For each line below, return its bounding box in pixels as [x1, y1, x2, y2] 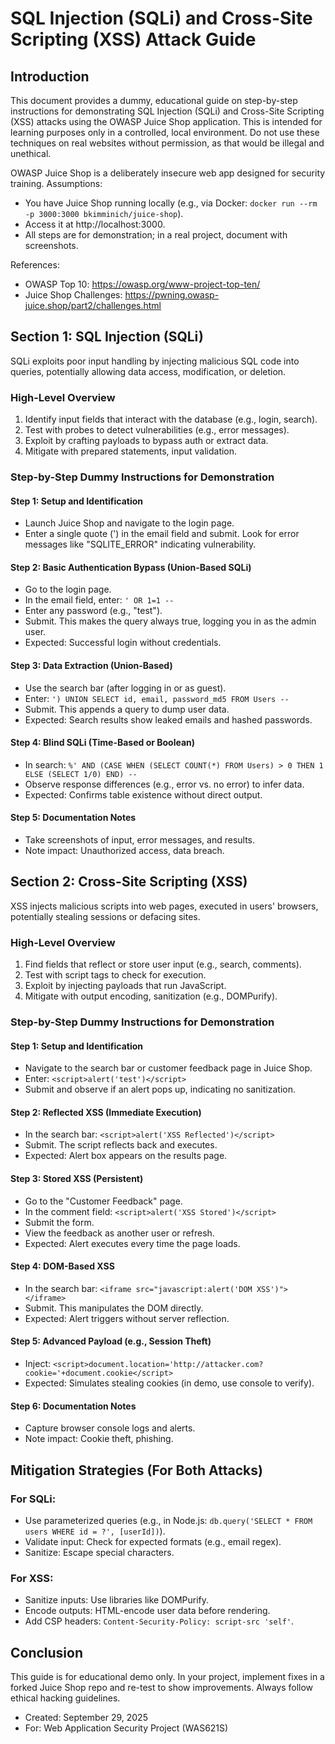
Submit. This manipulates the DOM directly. [24, 1302, 204, 1314]
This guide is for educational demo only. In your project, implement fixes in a [10, 1671, 325, 1683]
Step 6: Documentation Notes [10, 1400, 137, 1412]
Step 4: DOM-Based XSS [10, 1260, 115, 1272]
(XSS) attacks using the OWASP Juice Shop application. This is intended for [10, 116, 323, 127]
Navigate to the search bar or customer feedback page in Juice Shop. [24, 1062, 313, 1074]
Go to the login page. [24, 583, 112, 596]
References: [10, 259, 60, 271]
